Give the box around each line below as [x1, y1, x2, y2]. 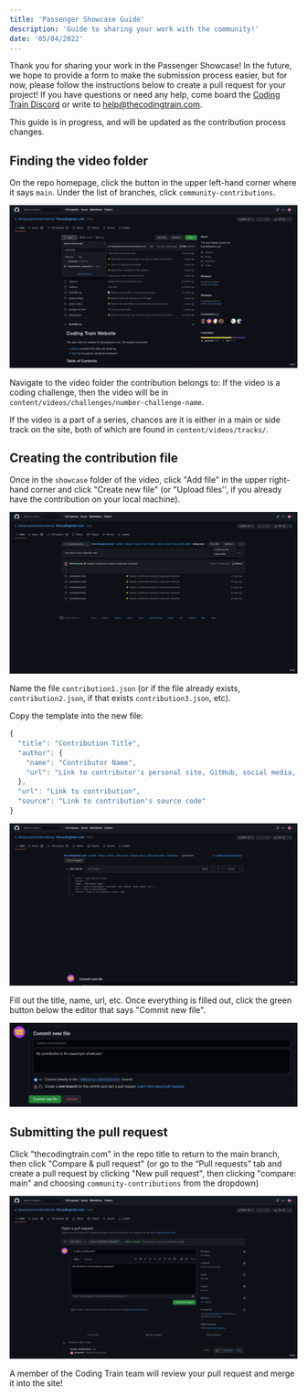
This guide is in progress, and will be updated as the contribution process [9, 117, 286, 128]
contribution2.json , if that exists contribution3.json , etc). [9, 693, 231, 703]
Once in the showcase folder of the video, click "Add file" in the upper [9, 474, 268, 485]
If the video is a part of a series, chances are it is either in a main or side [9, 414, 281, 425]
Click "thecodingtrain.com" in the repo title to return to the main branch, [9, 1148, 281, 1160]
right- [269, 474, 291, 485]
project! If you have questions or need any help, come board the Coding [9, 90, 281, 101]
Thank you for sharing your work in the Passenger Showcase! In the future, [9, 60, 292, 71]
